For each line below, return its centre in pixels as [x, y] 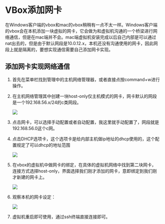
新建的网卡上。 [32, 177]
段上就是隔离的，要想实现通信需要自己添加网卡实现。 [59, 49]
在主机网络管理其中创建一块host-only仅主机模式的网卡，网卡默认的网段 [84, 96]
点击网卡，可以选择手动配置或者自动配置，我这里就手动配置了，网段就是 [85, 122]
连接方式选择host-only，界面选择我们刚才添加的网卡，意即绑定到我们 [82, 171]
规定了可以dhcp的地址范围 [43, 145]
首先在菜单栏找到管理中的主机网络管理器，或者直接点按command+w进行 [86, 79]
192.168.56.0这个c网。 [35, 128]
